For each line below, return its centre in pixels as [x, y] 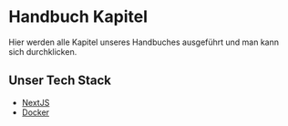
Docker [36, 112]
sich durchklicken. [43, 51]
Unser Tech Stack [60, 81]
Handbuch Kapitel [78, 17]
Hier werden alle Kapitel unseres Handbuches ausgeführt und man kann [144, 42]
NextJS [36, 102]
